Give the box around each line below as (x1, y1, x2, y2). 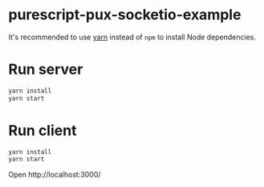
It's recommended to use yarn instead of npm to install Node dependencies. (8, 32, 257, 42)
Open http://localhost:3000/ (8, 170, 101, 180)
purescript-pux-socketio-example (8, 6, 242, 24)
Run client (8, 121, 77, 140)
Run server (8, 60, 83, 79)
